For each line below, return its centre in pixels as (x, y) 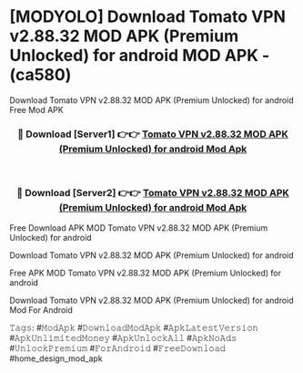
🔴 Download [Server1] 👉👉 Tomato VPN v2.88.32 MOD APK (153, 134)
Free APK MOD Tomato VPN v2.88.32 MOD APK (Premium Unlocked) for (146, 273)
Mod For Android (41, 310)
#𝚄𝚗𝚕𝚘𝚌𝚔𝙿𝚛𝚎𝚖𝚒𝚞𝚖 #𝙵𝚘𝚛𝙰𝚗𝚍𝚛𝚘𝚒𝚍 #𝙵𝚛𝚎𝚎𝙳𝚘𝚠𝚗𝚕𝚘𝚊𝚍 (117, 347)
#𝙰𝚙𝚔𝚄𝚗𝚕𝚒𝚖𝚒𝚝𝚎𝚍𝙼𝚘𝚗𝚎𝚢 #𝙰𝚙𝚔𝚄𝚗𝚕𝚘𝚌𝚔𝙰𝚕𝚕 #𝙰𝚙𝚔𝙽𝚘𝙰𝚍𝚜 (123, 337)
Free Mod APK (36, 109)
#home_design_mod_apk (56, 358)
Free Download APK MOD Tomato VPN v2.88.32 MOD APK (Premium (139, 228)
